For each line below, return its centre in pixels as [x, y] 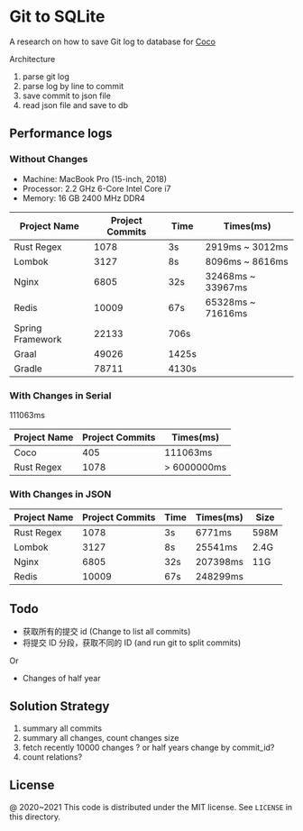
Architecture [32, 59]
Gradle [28, 369]
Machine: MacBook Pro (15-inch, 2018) [95, 178]
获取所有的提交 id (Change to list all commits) [106, 632]
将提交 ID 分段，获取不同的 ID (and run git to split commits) [132, 643]
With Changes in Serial [60, 396]
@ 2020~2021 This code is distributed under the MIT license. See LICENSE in [151, 807]
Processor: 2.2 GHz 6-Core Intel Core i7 [96, 188]
